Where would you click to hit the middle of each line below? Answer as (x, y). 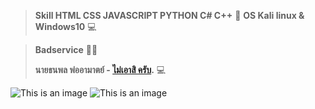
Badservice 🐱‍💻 (66, 49)
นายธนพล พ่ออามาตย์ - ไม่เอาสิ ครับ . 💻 (100, 69)
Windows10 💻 (65, 26)
